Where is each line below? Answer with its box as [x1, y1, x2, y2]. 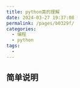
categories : [6, 25, 36, 32]
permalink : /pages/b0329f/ [6, 20, 75, 26]
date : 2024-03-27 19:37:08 [6, 15, 75, 21]
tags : [6, 43, 20, 49]
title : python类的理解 [6, 8, 60, 15]
